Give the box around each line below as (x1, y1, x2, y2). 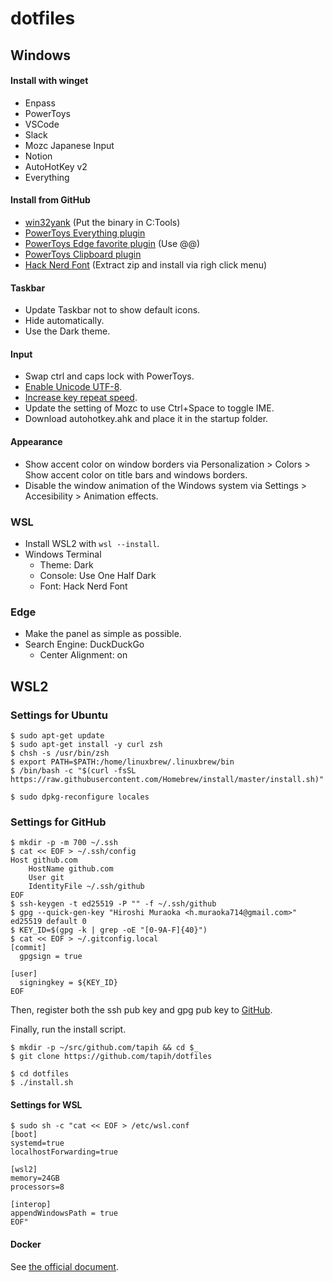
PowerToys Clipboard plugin (24, 248, 142, 260)
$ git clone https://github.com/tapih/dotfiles (10, 1052, 213, 1062)
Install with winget (10, 75, 89, 87)
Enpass (24, 97, 56, 109)
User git (28, 873, 65, 883)
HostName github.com (28, 864, 114, 874)
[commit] (10, 943, 47, 953)
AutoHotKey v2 (24, 160, 88, 172)
